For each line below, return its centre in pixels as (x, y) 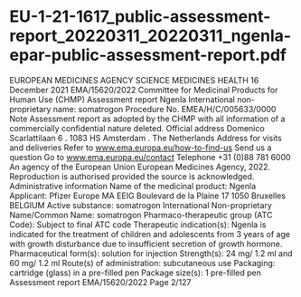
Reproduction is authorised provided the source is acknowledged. (132, 176)
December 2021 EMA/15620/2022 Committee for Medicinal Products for (144, 90)
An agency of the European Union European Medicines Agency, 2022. (140, 167)
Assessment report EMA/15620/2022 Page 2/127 (100, 282)
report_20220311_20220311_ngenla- (150, 36)
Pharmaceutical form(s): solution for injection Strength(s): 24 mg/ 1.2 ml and (151, 253)
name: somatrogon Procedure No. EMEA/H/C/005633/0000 (165, 109)
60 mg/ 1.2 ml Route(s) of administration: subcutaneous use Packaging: (142, 263)
